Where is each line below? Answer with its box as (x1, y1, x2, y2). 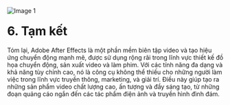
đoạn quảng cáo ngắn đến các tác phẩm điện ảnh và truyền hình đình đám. (7, 89, 220, 98)
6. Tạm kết (7, 23, 68, 39)
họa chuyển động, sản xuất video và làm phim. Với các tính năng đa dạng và (7, 60, 223, 69)
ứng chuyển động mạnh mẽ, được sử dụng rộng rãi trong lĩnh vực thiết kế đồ (7, 53, 224, 61)
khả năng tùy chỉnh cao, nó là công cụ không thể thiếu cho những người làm (7, 68, 222, 76)
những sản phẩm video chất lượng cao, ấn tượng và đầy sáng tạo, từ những (7, 82, 220, 91)
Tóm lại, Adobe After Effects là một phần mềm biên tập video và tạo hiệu (7, 46, 212, 54)
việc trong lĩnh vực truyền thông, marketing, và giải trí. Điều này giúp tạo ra (7, 75, 220, 83)
